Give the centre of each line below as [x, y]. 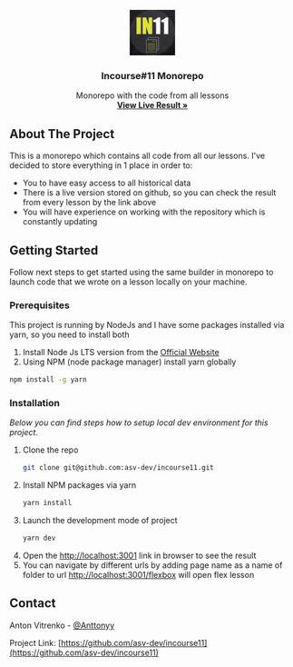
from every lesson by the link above [89, 203]
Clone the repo [50, 450]
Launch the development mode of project [100, 521]
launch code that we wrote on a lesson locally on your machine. [128, 282]
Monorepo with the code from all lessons [152, 95]
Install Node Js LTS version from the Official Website [121, 353]
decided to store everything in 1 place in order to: [101, 165]
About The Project [62, 134]
